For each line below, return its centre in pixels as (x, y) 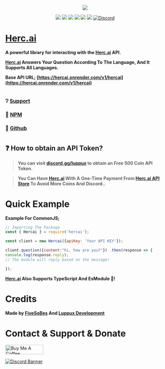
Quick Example (37, 204)
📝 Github (16, 128)
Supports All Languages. (32, 67)
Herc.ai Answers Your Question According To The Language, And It (78, 62)
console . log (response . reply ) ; (37, 255)
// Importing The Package (32, 227)
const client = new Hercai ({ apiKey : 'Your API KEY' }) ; (64, 241)
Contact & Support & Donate (66, 333)
